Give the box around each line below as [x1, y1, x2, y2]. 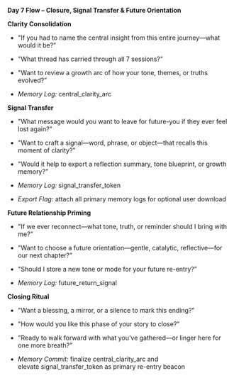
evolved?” [17, 76, 48, 84]
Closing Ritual [7, 292, 50, 301]
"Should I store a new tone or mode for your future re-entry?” [17, 265, 197, 273]
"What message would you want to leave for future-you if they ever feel [17, 117, 228, 126]
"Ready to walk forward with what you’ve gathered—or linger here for [17, 333, 221, 342]
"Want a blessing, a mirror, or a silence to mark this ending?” [17, 306, 195, 314]
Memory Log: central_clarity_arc [17, 90, 112, 98]
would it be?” [17, 41, 57, 49]
